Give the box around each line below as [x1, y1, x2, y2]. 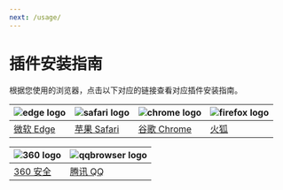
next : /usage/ [9, 12, 62, 22]
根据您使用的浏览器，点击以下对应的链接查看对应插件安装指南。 [9, 85, 242, 95]
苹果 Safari [74, 123, 120, 135]
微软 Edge [13, 123, 56, 135]
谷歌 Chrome [138, 123, 193, 135]
